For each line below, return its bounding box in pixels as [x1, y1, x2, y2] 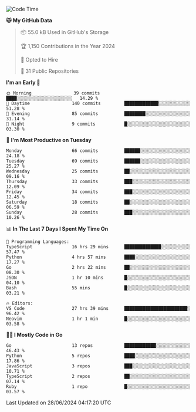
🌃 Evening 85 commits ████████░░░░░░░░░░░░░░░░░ [6, 111, 191, 117]
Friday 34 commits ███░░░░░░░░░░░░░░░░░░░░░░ [6, 189, 191, 195]
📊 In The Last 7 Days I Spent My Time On [6, 225, 109, 232]
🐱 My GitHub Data [6, 17, 53, 23]
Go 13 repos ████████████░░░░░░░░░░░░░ [6, 343, 191, 349]
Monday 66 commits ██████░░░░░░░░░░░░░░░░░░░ [6, 148, 191, 154]
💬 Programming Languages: [6, 239, 69, 245]
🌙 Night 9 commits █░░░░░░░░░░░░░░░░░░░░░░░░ [6, 121, 191, 127]
